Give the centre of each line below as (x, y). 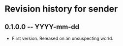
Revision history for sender (61, 9)
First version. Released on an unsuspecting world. (62, 38)
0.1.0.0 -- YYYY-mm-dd (42, 27)
